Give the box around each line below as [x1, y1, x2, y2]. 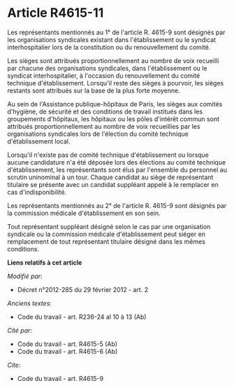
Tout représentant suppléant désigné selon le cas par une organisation [7, 222, 211, 230]
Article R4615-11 [7, 5, 104, 21]
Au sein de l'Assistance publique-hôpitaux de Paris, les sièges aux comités [7, 99, 223, 108]
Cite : [7, 361, 21, 369]
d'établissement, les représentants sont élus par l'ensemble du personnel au [7, 165, 227, 174]
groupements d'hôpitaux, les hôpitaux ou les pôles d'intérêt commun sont [7, 114, 220, 123]
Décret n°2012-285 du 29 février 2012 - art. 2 [17, 285, 149, 293]
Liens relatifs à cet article [7, 258, 82, 267]
